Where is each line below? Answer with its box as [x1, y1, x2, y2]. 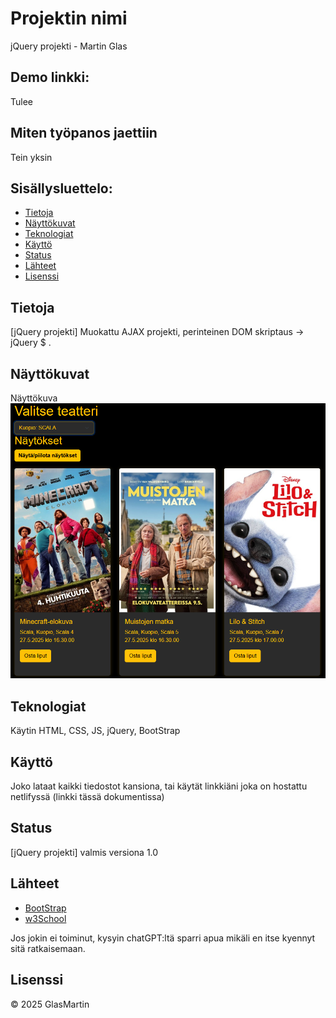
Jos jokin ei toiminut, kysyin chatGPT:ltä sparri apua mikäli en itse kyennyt [10, 932, 316, 944]
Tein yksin [10, 151, 53, 163]
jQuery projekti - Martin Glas [10, 40, 128, 52]
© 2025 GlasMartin [10, 998, 90, 1010]
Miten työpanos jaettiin [10, 125, 158, 142]
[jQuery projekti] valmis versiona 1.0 [10, 846, 159, 858]
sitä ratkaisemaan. [10, 942, 86, 954]
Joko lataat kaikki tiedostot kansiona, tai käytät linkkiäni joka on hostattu [10, 780, 308, 792]
